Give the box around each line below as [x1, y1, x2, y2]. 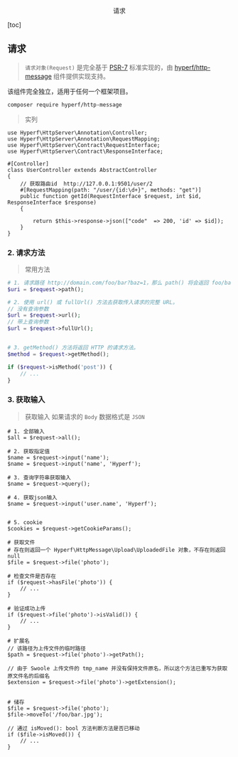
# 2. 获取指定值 [7, 447, 50, 455]
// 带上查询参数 [7, 318, 49, 326]
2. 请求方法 [7, 247, 45, 257]
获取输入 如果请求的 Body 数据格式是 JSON [24, 412, 145, 420]
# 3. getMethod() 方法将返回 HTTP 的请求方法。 [7, 344, 139, 352]
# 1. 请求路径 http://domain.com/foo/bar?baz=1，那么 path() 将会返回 [7, 279, 209, 286]
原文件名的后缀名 [7, 672, 50, 680]
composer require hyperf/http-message [7, 101, 122, 108]
